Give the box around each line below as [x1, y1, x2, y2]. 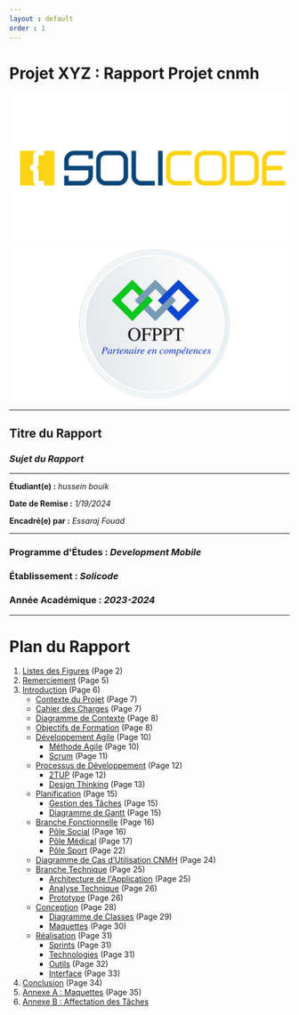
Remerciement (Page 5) [21, 675, 109, 686]
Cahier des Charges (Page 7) [35, 704, 142, 714]
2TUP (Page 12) [48, 769, 107, 780]
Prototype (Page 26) [48, 892, 124, 903]
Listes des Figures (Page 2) [21, 665, 123, 676]
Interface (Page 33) [48, 968, 121, 979]
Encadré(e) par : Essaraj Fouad [9, 516, 125, 527]
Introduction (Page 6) [21, 685, 101, 696]
